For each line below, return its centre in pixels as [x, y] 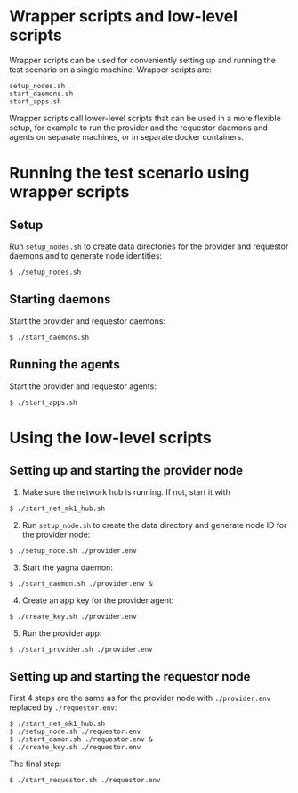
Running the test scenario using [129, 173]
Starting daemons [60, 299]
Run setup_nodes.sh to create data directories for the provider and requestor [149, 246]
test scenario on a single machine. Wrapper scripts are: [110, 70]
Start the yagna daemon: [68, 567]
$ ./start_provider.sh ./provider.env [81, 649]
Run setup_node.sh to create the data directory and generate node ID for [154, 525]
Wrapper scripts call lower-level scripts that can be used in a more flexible [145, 118]
